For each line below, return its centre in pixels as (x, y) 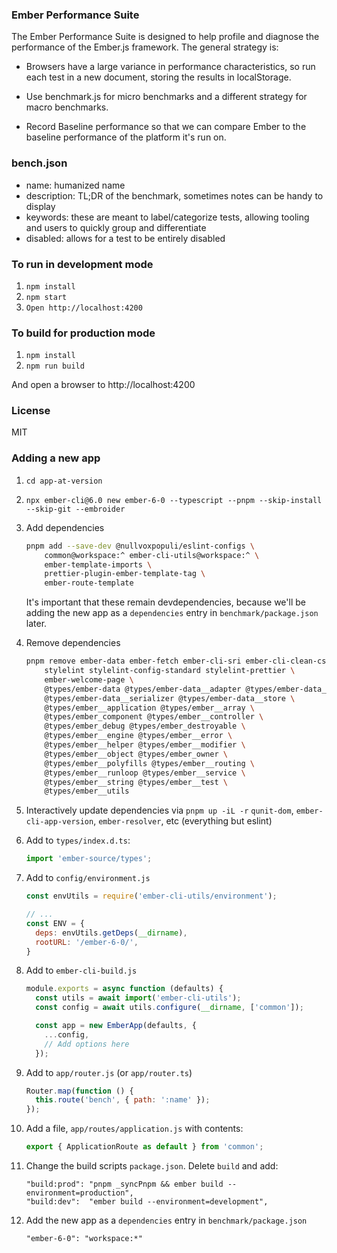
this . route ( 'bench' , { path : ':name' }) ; (123, 1100)
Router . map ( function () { (79, 1091)
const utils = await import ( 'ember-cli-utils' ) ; (138, 998)
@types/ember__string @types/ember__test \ (136, 782)
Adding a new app (56, 458)
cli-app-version (59, 822)
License (31, 411)
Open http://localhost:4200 (84, 308)
